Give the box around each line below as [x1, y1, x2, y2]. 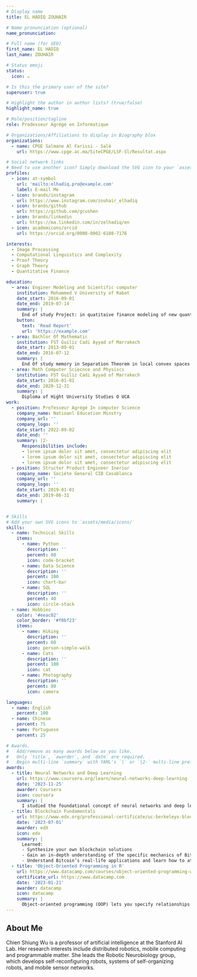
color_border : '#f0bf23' [16, 617, 77, 624]
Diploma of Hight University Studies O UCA [21, 394, 130, 400]
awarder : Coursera [16, 786, 62, 792]
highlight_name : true [6, 105, 59, 112]
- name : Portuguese [11, 727, 59, 733]
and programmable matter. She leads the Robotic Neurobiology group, [6, 951, 176, 958]
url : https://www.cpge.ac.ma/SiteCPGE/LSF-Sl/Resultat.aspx [16, 148, 167, 155]
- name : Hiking [21, 629, 59, 634]
